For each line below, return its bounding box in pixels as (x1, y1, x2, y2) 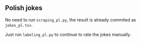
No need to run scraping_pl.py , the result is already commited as (5, 17, 136, 22)
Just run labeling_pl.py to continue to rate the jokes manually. (5, 31, 131, 37)
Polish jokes (5, 4, 43, 12)
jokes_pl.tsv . (5, 22, 33, 28)
